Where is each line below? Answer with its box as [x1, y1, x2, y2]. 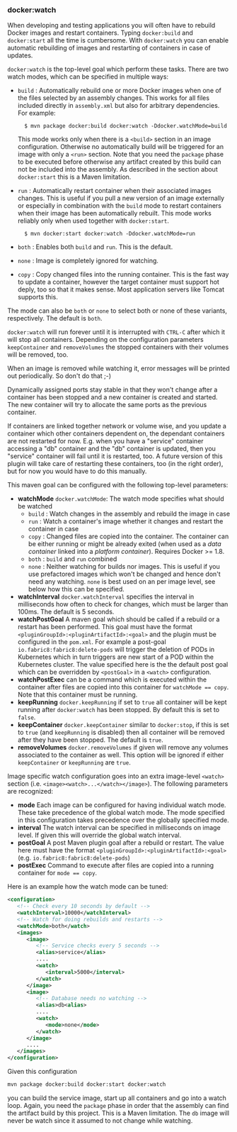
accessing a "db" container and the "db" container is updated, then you [7, 445, 216, 453]
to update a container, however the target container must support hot [17, 278, 219, 287]
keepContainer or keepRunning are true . [17, 758, 131, 767]
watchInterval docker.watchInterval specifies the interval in [17, 592, 195, 601]
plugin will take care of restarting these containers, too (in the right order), [7, 460, 224, 468]
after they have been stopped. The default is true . [17, 736, 164, 744]
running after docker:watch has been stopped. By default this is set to [17, 706, 220, 714]
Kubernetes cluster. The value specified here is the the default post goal [17, 660, 229, 669]
